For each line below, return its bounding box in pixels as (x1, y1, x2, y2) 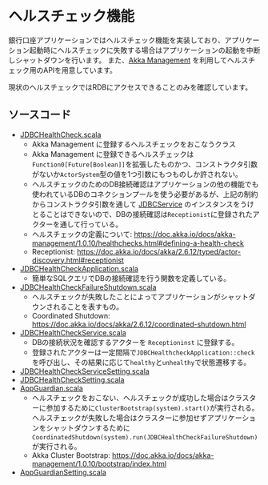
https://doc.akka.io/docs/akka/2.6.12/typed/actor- (77, 247, 242, 256)
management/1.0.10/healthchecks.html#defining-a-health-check (31, 238, 244, 248)
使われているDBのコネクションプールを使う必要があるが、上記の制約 (31, 189, 258, 198)
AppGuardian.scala (19, 383, 83, 393)
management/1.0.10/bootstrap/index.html (31, 459, 166, 468)
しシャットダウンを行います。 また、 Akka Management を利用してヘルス (8, 55, 249, 65)
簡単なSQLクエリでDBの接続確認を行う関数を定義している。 (31, 273, 231, 283)
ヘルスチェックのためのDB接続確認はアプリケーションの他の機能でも (31, 179, 259, 189)
